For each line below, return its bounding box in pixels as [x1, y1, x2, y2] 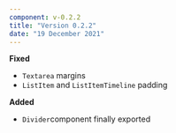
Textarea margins [21, 70, 86, 81]
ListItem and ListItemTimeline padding [21, 80, 168, 91]
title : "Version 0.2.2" [9, 21, 97, 30]
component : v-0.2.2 [9, 12, 81, 22]
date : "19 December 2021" [9, 29, 104, 38]
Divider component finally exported [21, 114, 151, 124]
